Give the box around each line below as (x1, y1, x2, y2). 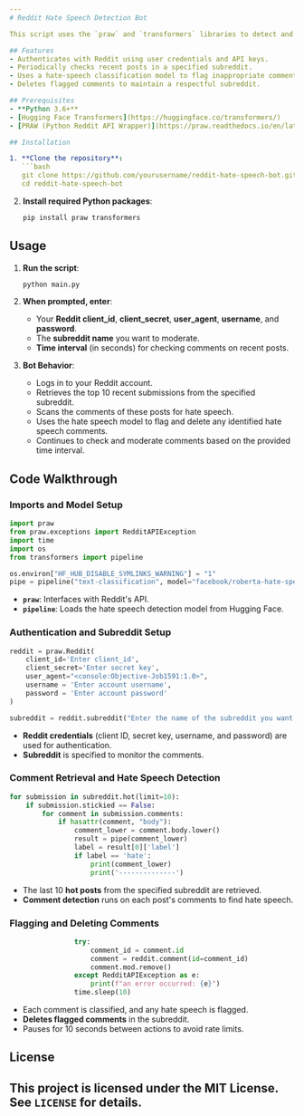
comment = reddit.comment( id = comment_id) (90, 954, 249, 963)
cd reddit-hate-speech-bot (21, 179, 124, 188)
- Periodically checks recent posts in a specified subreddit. (9, 63, 253, 72)
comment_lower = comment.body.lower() (73, 826, 221, 835)
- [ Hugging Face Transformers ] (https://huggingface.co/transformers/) (9, 112, 281, 122)
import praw (9, 519, 54, 528)
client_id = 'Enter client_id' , (25, 655, 140, 664)
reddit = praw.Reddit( (9, 647, 95, 656)
